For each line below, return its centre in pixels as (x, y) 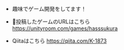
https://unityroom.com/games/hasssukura (65, 28)
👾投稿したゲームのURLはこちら (51, 22)
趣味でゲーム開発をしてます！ (49, 9)
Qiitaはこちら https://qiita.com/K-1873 (59, 41)
